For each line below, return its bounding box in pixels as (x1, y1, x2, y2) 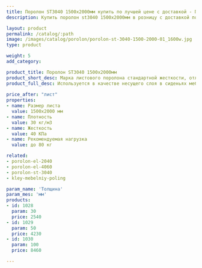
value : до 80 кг (11, 142, 52, 148)
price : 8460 (11, 248, 42, 254)
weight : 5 (6, 53, 31, 59)
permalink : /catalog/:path (6, 31, 74, 37)
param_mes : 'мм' (6, 192, 47, 198)
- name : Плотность (6, 114, 52, 120)
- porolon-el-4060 (6, 163, 52, 170)
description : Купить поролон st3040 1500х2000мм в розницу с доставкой (6, 14, 189, 20)
